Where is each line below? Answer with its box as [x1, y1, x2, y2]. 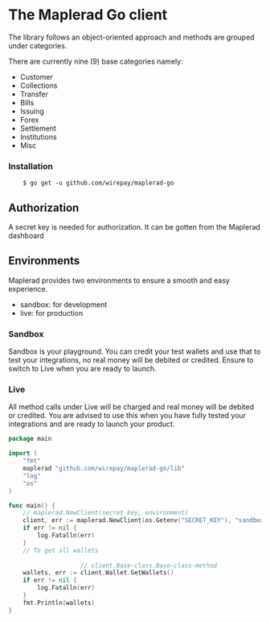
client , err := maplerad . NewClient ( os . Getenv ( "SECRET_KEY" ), [22, 516, 231, 525]
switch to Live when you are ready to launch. [8, 364, 157, 374]
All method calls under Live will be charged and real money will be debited [8, 402, 255, 412]
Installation [8, 160, 54, 172]
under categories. [8, 40, 67, 50]
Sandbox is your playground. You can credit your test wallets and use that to [8, 346, 261, 356]
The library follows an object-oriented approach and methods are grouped [8, 32, 255, 42]
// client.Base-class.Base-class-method [80, 562, 218, 570]
